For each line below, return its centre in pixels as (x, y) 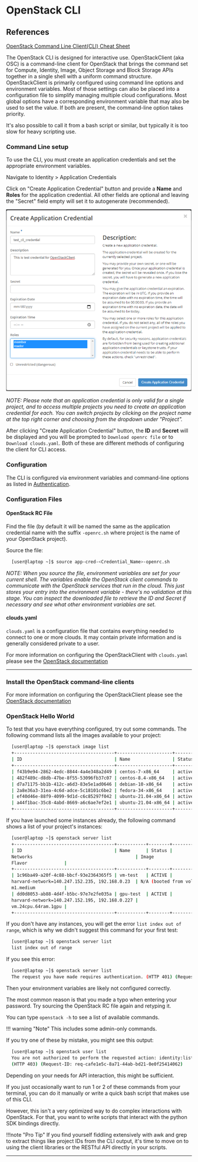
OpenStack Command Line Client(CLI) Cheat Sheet (68, 46)
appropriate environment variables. (49, 166)
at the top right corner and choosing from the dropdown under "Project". (94, 420)
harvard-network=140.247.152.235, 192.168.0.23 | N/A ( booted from (97, 882)
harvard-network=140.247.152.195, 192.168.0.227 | (75, 900)
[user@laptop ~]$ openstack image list (60, 747)
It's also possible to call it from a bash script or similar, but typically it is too (97, 125)
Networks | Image (83, 857)
